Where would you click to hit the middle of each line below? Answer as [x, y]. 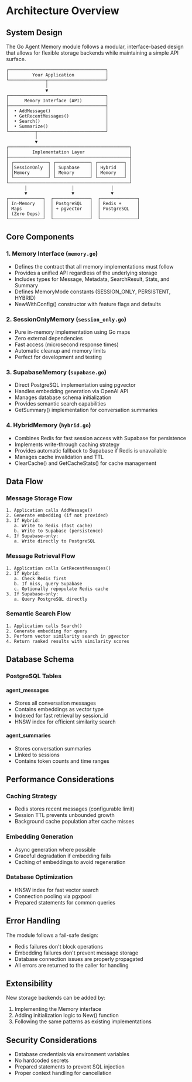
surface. [16, 59]
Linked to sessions [37, 755]
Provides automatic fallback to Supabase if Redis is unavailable [90, 450]
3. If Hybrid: [23, 521]
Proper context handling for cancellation [63, 1073]
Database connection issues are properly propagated [79, 959]
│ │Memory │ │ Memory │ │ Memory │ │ [69, 173]
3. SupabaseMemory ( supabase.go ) [56, 372]
